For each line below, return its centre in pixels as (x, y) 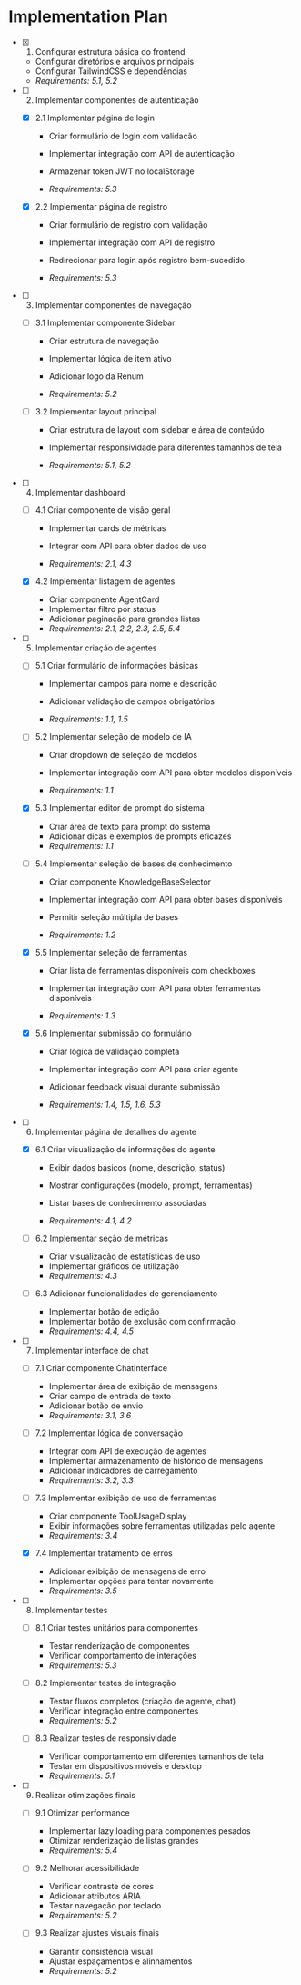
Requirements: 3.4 (83, 1536)
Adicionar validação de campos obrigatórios (132, 701)
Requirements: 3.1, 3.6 (90, 1415)
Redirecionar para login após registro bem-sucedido (147, 261)
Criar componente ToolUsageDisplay (118, 1516)
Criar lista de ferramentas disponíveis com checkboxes (152, 970)
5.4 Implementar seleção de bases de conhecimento (134, 864)
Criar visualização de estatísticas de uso (125, 1256)
